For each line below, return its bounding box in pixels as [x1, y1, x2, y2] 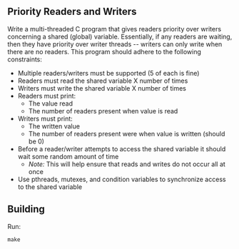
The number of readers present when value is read [28, 106, 178, 115]
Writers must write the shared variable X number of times [17, 83, 187, 92]
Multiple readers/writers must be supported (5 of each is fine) [17, 68, 200, 77]
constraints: [7, 55, 43, 63]
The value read [28, 99, 73, 108]
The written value [28, 121, 81, 131]
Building [7, 203, 45, 215]
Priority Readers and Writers [7, 6, 137, 18]
